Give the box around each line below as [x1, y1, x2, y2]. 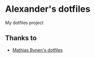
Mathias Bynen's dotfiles [12, 47, 63, 53]
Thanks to [5, 34, 37, 42]
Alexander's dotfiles [5, 3, 91, 15]
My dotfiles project [5, 20, 44, 26]
